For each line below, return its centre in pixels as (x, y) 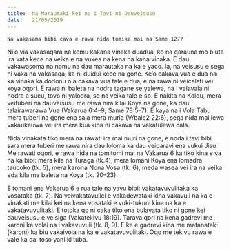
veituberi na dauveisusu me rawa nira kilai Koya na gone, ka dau (98, 103)
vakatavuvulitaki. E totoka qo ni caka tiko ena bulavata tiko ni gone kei (106, 210)
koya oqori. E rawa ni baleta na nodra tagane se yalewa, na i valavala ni (108, 88)
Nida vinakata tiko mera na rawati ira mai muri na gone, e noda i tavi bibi (109, 138)
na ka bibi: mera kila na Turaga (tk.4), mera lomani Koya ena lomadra (105, 160)
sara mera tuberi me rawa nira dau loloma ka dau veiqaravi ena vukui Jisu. (113, 145)
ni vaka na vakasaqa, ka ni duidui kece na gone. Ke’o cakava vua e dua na (112, 74)
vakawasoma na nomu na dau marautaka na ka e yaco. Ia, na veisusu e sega (116, 66)
